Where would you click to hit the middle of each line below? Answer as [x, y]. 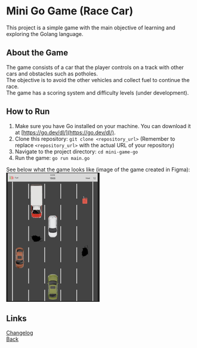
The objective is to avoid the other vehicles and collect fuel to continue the [98, 80]
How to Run [28, 112]
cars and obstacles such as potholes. [52, 74]
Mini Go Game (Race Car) [70, 11]
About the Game [37, 53]
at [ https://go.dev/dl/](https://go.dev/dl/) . [65, 132]
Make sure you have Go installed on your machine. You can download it [103, 126]
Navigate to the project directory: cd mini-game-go [76, 152]
